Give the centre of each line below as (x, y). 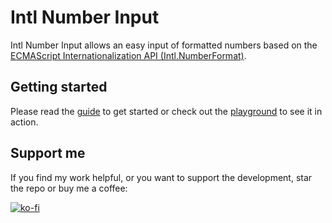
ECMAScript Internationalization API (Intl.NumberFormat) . (128, 55)
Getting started (59, 87)
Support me (48, 153)
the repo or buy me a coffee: (69, 188)
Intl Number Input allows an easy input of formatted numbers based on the (164, 45)
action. (24, 122)
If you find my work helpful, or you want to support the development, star (161, 177)
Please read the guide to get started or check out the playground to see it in (166, 111)
